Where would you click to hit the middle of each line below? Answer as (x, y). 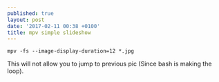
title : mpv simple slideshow (49, 32)
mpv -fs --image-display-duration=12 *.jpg (71, 51)
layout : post (26, 20)
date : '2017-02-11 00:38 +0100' (54, 26)
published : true (30, 13)
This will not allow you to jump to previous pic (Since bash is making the (109, 64)
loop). (16, 71)
